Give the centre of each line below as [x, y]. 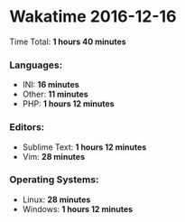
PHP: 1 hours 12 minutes [68, 104]
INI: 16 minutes [51, 85]
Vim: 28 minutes [54, 156]
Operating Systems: [54, 180]
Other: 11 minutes [55, 94]
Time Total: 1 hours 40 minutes [68, 42]
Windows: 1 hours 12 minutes [78, 208]
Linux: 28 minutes [56, 199]
